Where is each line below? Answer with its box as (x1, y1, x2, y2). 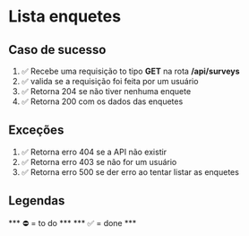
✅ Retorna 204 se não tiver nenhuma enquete (21, 86, 192, 96)
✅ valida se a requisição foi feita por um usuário (21, 76, 199, 86)
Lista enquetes (8, 6, 122, 27)
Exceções (8, 123, 64, 138)
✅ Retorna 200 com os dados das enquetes (21, 96, 184, 107)
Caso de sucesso (8, 42, 107, 57)
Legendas (8, 193, 65, 208)
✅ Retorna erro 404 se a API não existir (21, 146, 167, 157)
